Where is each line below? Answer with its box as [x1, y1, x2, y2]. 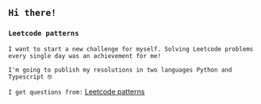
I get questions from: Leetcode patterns [8, 87, 145, 96]
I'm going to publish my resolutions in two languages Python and [8, 66, 232, 74]
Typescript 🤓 [8, 72, 53, 81]
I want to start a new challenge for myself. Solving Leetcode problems [8, 44, 254, 53]
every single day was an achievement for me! [8, 52, 161, 60]
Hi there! [8, 7, 57, 19]
